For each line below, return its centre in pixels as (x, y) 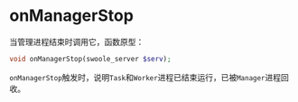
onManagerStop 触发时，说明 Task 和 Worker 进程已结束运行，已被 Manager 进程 (145, 77)
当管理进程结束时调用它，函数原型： (77, 42)
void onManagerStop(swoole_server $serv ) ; (90, 59)
